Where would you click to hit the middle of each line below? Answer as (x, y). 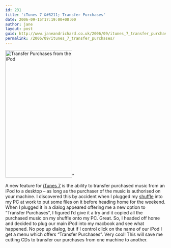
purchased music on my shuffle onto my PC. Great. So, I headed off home (83, 218)
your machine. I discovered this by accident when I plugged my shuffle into (84, 196)
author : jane (19, 24)
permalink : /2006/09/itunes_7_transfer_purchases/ (60, 39)
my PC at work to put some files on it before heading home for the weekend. (85, 202)
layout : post (19, 29)
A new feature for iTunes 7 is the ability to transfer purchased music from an (85, 185)
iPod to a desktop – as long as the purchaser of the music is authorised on (83, 191)
